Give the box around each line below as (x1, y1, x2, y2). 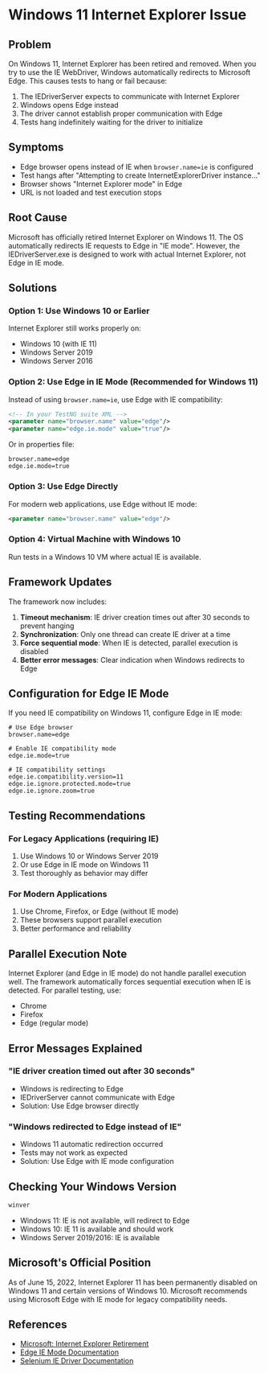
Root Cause (8, 211, 68, 224)
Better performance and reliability (19, 923, 132, 934)
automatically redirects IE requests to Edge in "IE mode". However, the (8, 240, 241, 250)
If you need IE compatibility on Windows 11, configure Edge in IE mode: (8, 708, 242, 717)
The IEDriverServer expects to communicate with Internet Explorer (19, 92, 240, 101)
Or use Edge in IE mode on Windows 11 (19, 860, 149, 869)
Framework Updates (8, 575, 112, 589)
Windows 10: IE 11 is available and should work (19, 1224, 174, 1234)
